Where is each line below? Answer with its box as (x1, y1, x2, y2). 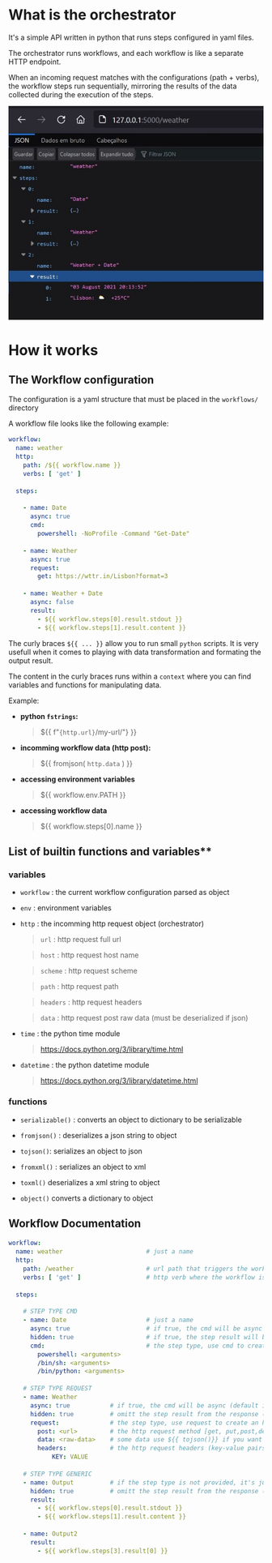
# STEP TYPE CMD (23, 1308, 79, 1316)
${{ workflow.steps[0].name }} (40, 821, 142, 831)
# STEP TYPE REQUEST (23, 1385, 92, 1393)
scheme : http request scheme (40, 966, 138, 976)
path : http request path (40, 982, 119, 991)
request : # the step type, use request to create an (29, 1419, 259, 1427)
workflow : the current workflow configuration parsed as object (19, 888, 230, 897)
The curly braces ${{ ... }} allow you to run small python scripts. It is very (8, 638, 259, 648)
